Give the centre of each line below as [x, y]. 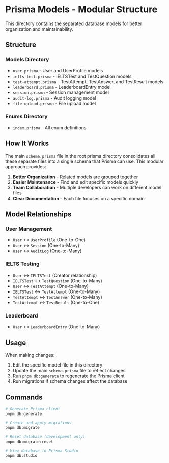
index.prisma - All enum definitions [49, 127]
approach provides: [26, 166]
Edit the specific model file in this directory [58, 365]
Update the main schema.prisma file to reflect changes [69, 370]
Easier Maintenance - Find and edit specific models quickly [75, 182]
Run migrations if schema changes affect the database [70, 381]
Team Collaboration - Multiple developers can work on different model [87, 187]
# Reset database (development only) [45, 437]
